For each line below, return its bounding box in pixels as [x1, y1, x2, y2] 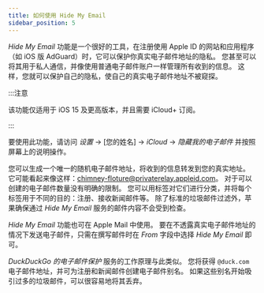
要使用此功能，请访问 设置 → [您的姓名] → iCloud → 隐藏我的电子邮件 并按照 [8, 137, 256, 146]
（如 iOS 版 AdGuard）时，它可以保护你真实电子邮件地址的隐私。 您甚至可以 [8, 51, 257, 61]
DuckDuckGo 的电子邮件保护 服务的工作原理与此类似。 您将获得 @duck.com [8, 256, 250, 265]
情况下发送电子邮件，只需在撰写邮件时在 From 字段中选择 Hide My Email [8, 230, 244, 239]
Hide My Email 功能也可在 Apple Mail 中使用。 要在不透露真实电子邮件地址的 [8, 220, 256, 229]
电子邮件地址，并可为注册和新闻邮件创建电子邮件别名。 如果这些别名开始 [8, 266, 245, 276]
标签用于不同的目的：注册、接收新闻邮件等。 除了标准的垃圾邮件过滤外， [8, 193, 245, 202]
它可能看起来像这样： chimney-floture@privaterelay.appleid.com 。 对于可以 [8, 173, 252, 182]
